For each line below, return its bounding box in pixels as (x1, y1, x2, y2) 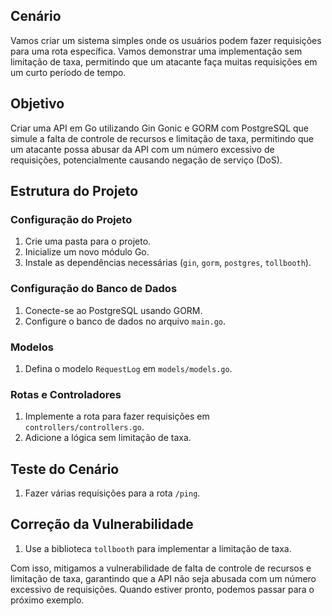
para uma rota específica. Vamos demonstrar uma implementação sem (10, 45, 303, 57)
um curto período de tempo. (10, 66, 127, 78)
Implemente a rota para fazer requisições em (24, 410, 210, 423)
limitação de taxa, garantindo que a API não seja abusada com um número (10, 572, 317, 584)
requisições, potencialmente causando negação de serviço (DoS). (10, 154, 283, 166)
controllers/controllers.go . (24, 421, 145, 433)
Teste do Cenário (10, 460, 120, 478)
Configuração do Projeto (10, 212, 133, 226)
